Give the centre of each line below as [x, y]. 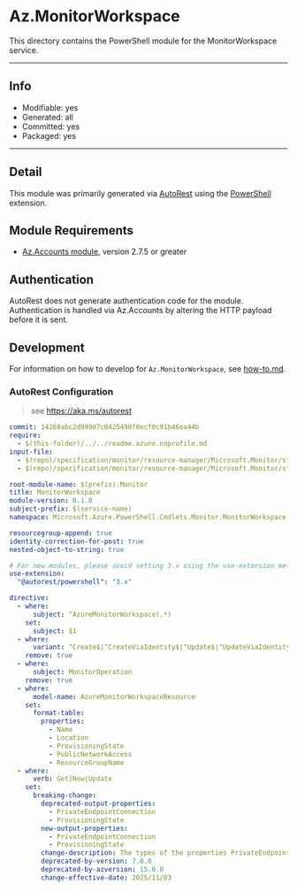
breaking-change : [65, 795]
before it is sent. [39, 319]
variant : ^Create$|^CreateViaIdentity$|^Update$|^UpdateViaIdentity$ [163, 648]
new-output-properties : [84, 828]
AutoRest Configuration [61, 391]
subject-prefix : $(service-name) [71, 509]
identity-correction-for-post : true [76, 542]
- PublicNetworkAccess [90, 754]
